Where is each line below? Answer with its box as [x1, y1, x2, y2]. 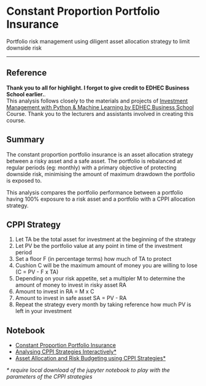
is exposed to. [6, 177, 42, 184]
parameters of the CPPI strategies [6, 373, 93, 380]
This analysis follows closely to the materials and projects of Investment [6, 97, 188, 104]
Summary [6, 134, 45, 145]
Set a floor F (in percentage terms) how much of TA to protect [15, 255, 172, 263]
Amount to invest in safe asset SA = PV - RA [15, 295, 127, 302]
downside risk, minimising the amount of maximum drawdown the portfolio [6, 170, 195, 177]
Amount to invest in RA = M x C [15, 288, 94, 295]
